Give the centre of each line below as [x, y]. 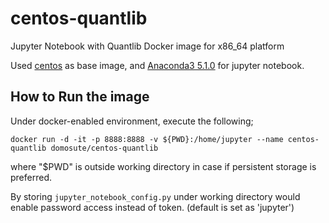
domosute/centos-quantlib [104, 148]
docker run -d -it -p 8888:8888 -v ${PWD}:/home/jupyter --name [147, 139]
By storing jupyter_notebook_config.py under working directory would [155, 196]
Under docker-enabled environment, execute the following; [132, 121]
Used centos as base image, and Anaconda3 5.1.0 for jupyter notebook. [157, 65]
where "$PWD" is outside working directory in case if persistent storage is [163, 166]
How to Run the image [80, 97]
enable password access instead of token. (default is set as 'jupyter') [152, 207]
